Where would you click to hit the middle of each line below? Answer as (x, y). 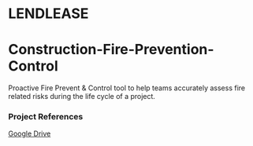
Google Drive (30, 133)
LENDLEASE (48, 14)
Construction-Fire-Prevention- (111, 50)
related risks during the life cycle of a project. (82, 97)
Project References (46, 117)
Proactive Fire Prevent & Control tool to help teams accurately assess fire (127, 88)
